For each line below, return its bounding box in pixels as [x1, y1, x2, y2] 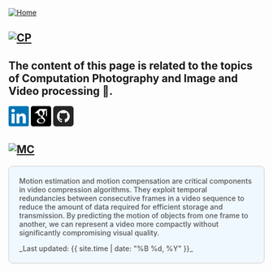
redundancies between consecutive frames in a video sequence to [19, 193, 245, 203]
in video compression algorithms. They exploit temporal [19, 184, 208, 194]
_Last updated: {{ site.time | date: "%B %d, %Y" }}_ [19, 244, 193, 253]
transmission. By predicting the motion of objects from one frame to [19, 210, 249, 220]
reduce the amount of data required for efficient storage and [19, 201, 223, 211]
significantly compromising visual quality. [19, 227, 160, 237]
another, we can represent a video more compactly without [19, 219, 219, 229]
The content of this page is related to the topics [8, 58, 253, 72]
